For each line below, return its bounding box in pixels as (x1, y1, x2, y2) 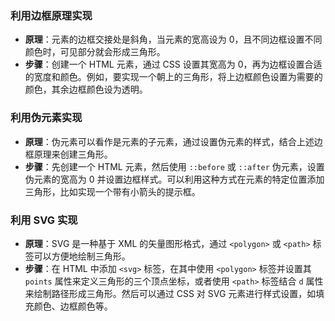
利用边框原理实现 (10, 8, 93, 22)
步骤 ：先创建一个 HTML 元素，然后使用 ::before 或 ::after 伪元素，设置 (24, 160, 325, 172)
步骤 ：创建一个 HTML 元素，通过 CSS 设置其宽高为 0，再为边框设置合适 (24, 58, 323, 71)
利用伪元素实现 (10, 111, 83, 125)
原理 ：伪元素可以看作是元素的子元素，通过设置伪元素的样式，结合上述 (24, 135, 315, 147)
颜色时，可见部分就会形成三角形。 (24, 46, 166, 58)
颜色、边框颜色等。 (33, 300, 113, 312)
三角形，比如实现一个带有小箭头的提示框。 (24, 185, 201, 197)
